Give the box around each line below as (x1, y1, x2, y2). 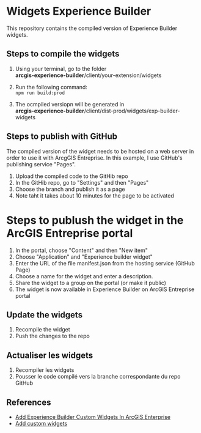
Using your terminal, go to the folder (15, 65, 107, 72)
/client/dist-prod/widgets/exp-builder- (84, 107, 180, 114)
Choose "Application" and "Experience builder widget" (15, 253, 153, 261)
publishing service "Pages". (6, 160, 76, 168)
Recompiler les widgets (15, 366, 75, 374)
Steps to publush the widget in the (6, 213, 184, 227)
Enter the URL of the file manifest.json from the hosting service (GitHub (15, 259, 195, 267)
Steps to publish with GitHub (6, 131, 118, 142)
